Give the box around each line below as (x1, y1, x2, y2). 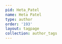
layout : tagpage (5, 26, 39, 31)
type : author (5, 17, 33, 22)
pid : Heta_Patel (5, 7, 39, 13)
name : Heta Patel (5, 12, 42, 17)
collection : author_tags (5, 31, 57, 36)
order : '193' (5, 21, 33, 27)
